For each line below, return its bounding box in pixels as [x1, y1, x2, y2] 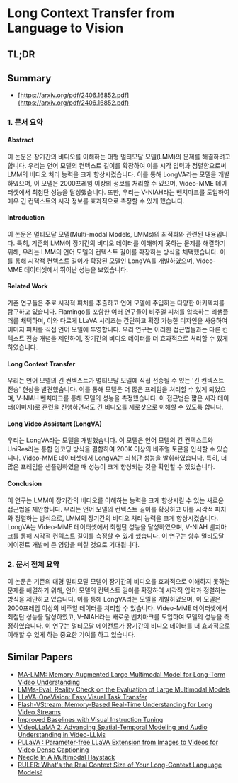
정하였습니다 [7, 621, 42, 630]
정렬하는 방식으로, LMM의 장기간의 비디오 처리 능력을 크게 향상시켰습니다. [14, 514, 218, 522]
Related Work [7, 282, 48, 291]
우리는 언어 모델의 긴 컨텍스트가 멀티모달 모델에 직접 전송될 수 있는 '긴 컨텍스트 [7, 376, 225, 385]
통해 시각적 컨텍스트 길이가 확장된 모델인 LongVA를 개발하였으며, [14, 257, 195, 265]
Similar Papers [7, 651, 73, 663]
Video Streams [17, 707, 62, 716]
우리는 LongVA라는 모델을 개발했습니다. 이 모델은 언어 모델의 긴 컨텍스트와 [7, 436, 214, 444]
